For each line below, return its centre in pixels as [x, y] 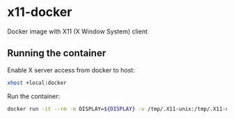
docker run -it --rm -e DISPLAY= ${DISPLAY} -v [76, 109]
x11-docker [40, 12]
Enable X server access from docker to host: [71, 70]
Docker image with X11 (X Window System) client [78, 31]
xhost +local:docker [37, 83]
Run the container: [34, 96]
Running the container [57, 53]
